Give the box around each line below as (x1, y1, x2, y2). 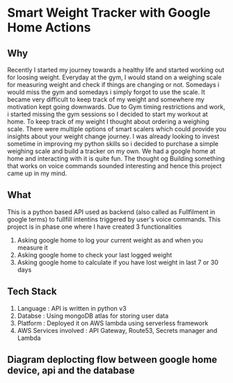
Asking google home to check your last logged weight (17, 250, 172, 259)
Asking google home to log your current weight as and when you (17, 236, 203, 244)
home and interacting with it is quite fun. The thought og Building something (7, 154, 225, 163)
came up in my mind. (7, 169, 67, 177)
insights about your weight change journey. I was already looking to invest (7, 132, 220, 140)
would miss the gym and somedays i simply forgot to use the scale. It (7, 88, 205, 96)
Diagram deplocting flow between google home (7, 354, 218, 366)
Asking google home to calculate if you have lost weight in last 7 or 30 (17, 258, 219, 266)
